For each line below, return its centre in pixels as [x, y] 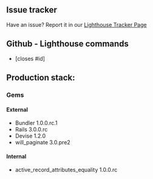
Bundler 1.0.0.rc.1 [36, 123]
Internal [16, 156]
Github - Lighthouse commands [68, 44]
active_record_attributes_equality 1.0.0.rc [66, 170]
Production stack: [41, 78]
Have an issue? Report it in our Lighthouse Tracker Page [76, 24]
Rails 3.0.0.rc [31, 130]
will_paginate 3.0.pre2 [43, 142]
